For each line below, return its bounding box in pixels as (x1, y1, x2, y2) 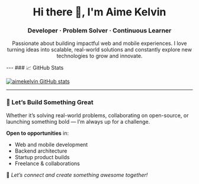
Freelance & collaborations (14, 160, 80, 167)
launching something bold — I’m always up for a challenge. (6, 118, 150, 125)
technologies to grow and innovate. (56, 53, 143, 60)
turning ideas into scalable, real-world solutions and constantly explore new (7, 46, 192, 53)
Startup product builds (14, 153, 70, 160)
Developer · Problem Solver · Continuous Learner (27, 27, 172, 35)
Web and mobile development (14, 141, 88, 148)
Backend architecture (14, 147, 68, 154)
